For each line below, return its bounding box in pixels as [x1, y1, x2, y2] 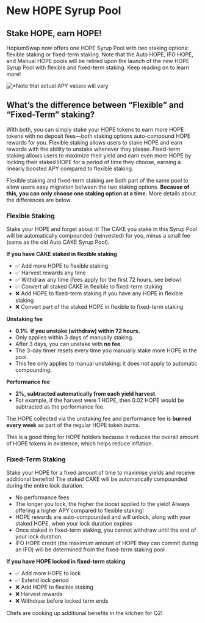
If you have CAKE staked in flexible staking [6, 251, 117, 258]
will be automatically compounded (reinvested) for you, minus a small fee [6, 232, 190, 240]
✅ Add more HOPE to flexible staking [15, 262, 109, 270]
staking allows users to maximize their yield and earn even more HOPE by [6, 151, 192, 159]
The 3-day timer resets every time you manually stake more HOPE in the [15, 347, 197, 354]
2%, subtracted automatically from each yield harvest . [15, 390, 157, 398]
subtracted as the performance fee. [15, 403, 105, 410]
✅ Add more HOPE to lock [15, 570, 81, 577]
